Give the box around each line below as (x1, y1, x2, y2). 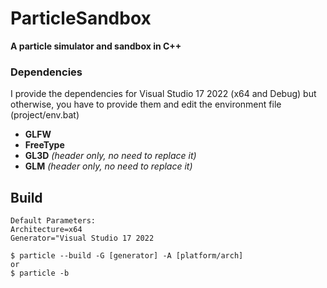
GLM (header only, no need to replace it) (24, 160, 193, 172)
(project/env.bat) (10, 109, 80, 121)
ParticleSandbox (10, 7, 152, 30)
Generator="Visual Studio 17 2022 (10, 233, 155, 244)
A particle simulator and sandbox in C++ (10, 40, 182, 52)
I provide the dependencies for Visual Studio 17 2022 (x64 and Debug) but (10, 88, 317, 100)
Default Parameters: (10, 216, 97, 226)
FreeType (24, 139, 65, 151)
